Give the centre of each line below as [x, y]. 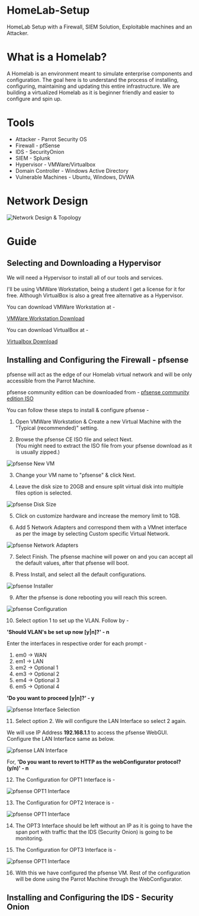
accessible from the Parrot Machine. [51, 381]
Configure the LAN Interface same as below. [61, 738]
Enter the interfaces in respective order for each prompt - [77, 643]
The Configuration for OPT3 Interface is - [66, 850]
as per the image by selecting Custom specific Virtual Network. [92, 533]
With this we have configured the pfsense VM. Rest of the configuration [103, 873]
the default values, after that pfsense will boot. [72, 563]
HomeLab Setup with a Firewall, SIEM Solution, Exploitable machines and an [99, 27]
